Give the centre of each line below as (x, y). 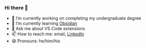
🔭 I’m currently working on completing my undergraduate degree (76, 18)
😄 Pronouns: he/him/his (36, 41)
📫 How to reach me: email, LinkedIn (48, 34)
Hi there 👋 (16, 8)
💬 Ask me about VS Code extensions (48, 29)
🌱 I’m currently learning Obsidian (44, 23)
